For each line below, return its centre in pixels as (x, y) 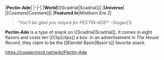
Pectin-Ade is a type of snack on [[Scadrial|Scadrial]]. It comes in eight (79, 32)
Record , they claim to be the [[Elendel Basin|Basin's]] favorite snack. (76, 43)
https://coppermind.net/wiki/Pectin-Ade (46, 52)
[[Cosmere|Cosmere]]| (28, 13)
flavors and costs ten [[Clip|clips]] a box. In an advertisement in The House (82, 37)
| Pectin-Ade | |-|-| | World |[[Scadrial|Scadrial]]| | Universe (64, 8)
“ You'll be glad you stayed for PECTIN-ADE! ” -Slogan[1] (75, 23)
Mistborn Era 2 (95, 13)
